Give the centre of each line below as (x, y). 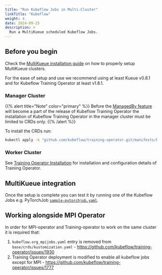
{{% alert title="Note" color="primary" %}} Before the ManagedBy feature (79, 106)
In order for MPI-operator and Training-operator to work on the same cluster (81, 227)
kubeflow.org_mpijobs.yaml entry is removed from (62, 242)
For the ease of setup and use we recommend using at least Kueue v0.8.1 (78, 78)
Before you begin (31, 52)
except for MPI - (28, 262)
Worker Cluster (23, 152)
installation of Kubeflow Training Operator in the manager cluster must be (78, 116)
